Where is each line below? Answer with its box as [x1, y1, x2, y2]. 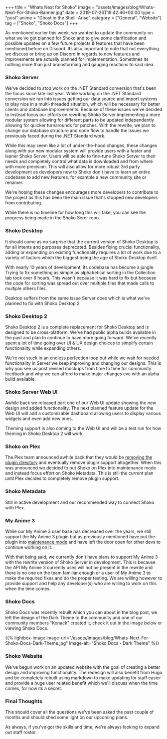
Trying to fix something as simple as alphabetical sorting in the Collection [5, 269, 156, 276]
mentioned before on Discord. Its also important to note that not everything [5, 46, 160, 51]
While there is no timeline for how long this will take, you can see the [5, 209, 146, 216]
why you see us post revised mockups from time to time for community [5, 365, 152, 371]
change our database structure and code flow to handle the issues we [5, 128, 149, 134]
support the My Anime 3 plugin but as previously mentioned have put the [5, 534, 156, 540]
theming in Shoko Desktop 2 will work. [5, 431, 84, 437]
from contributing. [5, 200, 42, 206]
